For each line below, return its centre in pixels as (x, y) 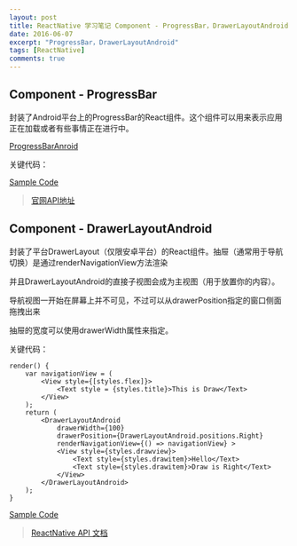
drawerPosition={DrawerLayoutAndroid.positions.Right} (160, 436)
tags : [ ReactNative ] (47, 51)
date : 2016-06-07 (41, 34)
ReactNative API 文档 (69, 533)
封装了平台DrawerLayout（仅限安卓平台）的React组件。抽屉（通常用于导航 (146, 251)
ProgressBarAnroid (44, 146)
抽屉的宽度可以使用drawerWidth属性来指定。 (91, 330)
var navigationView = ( (69, 374)
